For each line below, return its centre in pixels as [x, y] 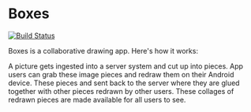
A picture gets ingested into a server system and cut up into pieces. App [126, 66]
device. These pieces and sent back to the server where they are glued [124, 83]
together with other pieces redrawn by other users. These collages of [121, 91]
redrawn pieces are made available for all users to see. [97, 99]
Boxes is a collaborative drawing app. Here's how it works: [103, 50]
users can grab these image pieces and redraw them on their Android [121, 74]
